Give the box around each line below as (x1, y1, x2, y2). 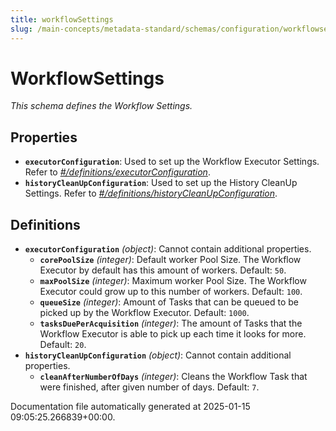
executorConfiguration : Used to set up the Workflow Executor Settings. (24, 156, 320, 168)
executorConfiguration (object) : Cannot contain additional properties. (24, 243, 312, 255)
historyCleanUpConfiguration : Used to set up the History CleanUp (24, 177, 298, 189)
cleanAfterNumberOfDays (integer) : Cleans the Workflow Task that (39, 371, 308, 383)
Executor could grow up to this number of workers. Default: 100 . (39, 286, 303, 298)
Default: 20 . (39, 339, 87, 351)
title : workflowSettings (10, 14, 114, 25)
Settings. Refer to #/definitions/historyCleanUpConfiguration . (24, 187, 278, 200)
